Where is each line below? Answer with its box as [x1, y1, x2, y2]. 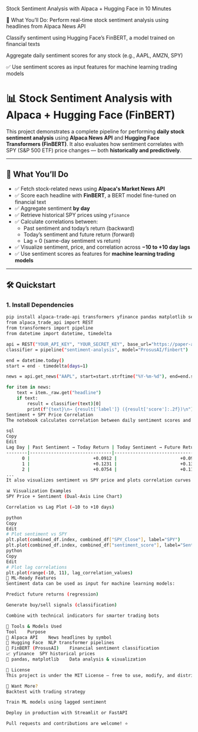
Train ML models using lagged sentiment [6, 700, 107, 705]
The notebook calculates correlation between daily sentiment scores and [6, 417, 192, 423]
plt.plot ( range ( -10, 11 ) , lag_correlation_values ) [6, 570, 133, 575]
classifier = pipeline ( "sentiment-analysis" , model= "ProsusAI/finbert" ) [6, 347, 189, 353]
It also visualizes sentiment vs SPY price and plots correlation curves [6, 477, 192, 483]
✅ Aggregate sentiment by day [14, 204, 90, 212]
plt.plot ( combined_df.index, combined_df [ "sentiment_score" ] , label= [6, 542, 181, 548]
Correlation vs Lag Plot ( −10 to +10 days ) [6, 504, 115, 510]
